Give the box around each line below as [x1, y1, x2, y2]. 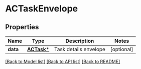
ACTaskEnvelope [5, 3, 78, 14]
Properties [5, 23, 39, 31]
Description [65, 38, 94, 44]
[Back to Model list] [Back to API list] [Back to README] [5, 59, 120, 65]
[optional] [110, 46, 133, 53]
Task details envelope [54, 46, 105, 53]
